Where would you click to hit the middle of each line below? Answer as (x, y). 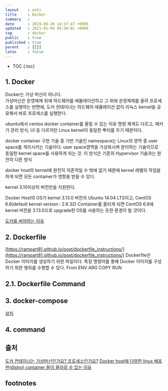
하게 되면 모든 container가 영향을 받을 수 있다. (50, 176)
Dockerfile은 (138, 255)
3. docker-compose (37, 301)
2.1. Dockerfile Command (45, 284)
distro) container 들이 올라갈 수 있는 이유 (51, 367)
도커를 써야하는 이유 (25, 221)
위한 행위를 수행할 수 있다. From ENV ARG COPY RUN (68, 268)
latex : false (24, 52)
